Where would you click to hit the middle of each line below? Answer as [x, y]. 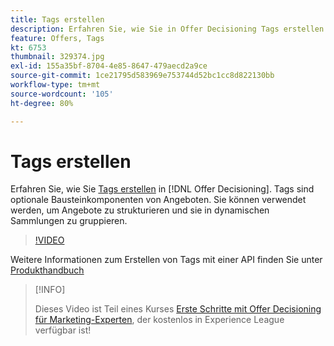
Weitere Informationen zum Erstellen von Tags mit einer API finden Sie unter [166, 260]
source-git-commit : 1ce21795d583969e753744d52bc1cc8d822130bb [142, 76]
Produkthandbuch [47, 270]
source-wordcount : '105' [62, 94]
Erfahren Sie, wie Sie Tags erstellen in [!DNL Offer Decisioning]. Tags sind [162, 189]
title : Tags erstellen [57, 19]
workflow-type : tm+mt [55, 85]
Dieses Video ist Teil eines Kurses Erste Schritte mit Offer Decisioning [178, 309]
